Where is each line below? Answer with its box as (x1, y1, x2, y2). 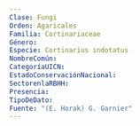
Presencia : (9, 87, 50, 96)
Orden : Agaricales (9, 21, 77, 30)
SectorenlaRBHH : (9, 79, 69, 88)
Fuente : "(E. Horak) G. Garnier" (9, 104, 133, 113)
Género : (9, 37, 38, 47)
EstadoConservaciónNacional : (9, 71, 117, 80)
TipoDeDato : (9, 95, 53, 105)
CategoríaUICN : (9, 63, 66, 72)
